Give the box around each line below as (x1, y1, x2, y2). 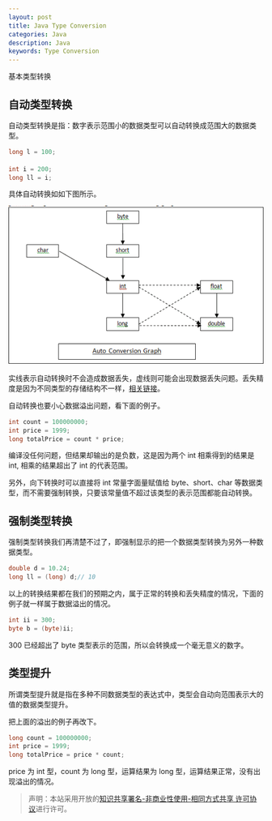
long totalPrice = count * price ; (8, 434, 125, 443)
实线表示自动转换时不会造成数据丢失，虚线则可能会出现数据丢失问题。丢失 (8, 373, 257, 383)
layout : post (8, 13, 53, 21)
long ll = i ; (8, 173, 53, 182)
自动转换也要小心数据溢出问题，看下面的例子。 (8, 400, 164, 410)
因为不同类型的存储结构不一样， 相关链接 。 (22, 383, 164, 393)
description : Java (8, 39, 70, 47)
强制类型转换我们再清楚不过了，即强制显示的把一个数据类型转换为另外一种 (8, 537, 257, 547)
